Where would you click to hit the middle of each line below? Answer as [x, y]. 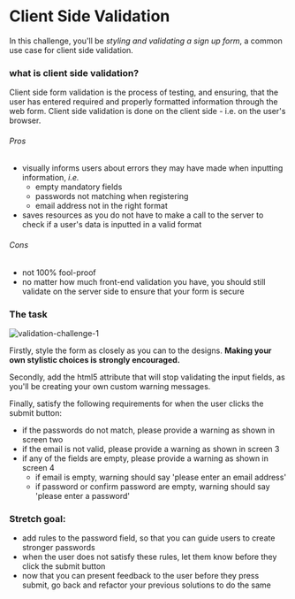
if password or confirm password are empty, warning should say [153, 486]
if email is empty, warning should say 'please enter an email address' [161, 477]
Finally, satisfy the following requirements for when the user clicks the [136, 403]
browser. [25, 120]
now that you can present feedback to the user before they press [140, 576]
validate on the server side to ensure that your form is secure [133, 291]
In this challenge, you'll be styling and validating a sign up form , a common [146, 41]
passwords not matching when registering [112, 196]
